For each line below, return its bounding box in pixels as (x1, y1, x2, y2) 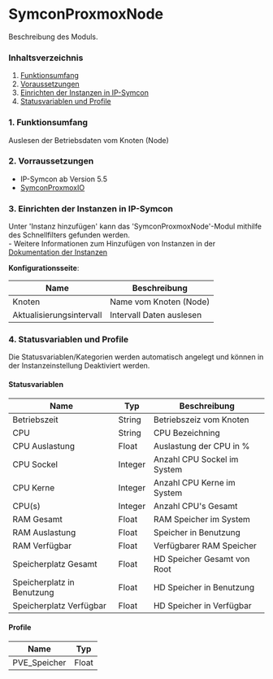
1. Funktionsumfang (8, 117, 88, 128)
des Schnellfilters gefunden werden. (8, 230, 130, 240)
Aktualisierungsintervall (12, 310, 102, 321)
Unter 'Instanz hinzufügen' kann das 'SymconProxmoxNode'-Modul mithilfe (8, 221, 262, 232)
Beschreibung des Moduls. (8, 32, 98, 41)
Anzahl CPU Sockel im (153, 453, 239, 464)
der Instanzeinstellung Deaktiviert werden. (8, 361, 150, 371)
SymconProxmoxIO (19, 182, 85, 192)
